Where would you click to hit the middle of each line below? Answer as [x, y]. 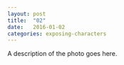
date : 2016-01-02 [36, 27]
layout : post [27, 14]
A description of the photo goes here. [62, 54]
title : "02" [27, 20]
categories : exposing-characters [57, 34]
